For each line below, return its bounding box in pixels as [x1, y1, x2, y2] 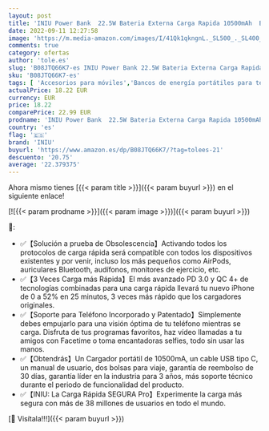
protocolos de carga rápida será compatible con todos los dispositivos [19, 248, 252, 257]
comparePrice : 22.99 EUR [8, 109, 91, 117]
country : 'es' [8, 123, 56, 131]
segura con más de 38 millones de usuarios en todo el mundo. [19, 398, 227, 409]
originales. [19, 300, 55, 310]
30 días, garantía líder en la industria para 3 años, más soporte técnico [19, 372, 254, 381]
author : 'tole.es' [8, 57, 70, 65]
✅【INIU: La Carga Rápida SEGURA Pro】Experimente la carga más [19, 389, 243, 399]
